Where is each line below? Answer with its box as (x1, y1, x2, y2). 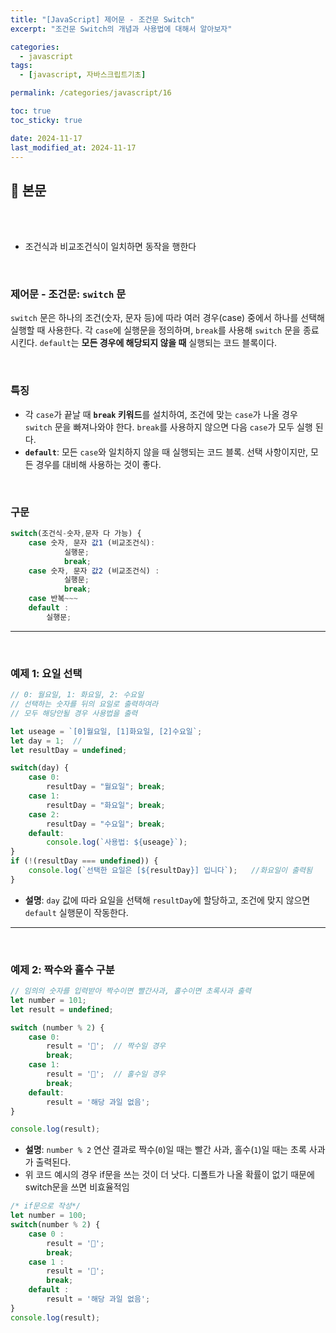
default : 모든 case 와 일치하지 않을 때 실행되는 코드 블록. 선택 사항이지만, (24, 446, 309, 458)
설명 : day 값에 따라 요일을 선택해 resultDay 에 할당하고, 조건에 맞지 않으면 (24, 894, 311, 906)
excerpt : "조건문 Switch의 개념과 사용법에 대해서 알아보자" (10, 24, 233, 34)
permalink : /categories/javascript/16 (10, 88, 172, 98)
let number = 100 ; (10, 1211, 87, 1221)
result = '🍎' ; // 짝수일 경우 (46, 1041, 167, 1051)
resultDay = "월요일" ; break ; (46, 782, 166, 792)
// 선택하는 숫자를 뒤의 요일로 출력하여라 (10, 699, 159, 709)
